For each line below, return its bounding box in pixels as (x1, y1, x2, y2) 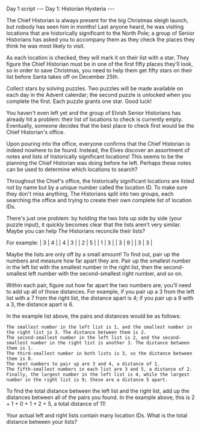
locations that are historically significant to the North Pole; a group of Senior (6, 29, 195, 37)
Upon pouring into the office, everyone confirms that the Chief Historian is (6, 140, 191, 147)
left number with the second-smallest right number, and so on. (28, 270, 184, 277)
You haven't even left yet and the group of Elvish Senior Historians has (6, 110, 181, 116)
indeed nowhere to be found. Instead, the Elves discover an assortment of (6, 147, 190, 153)
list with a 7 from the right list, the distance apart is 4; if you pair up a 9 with (6, 294, 194, 302)
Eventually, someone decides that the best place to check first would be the (6, 122, 194, 129)
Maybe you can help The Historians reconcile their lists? (6, 228, 146, 234)
